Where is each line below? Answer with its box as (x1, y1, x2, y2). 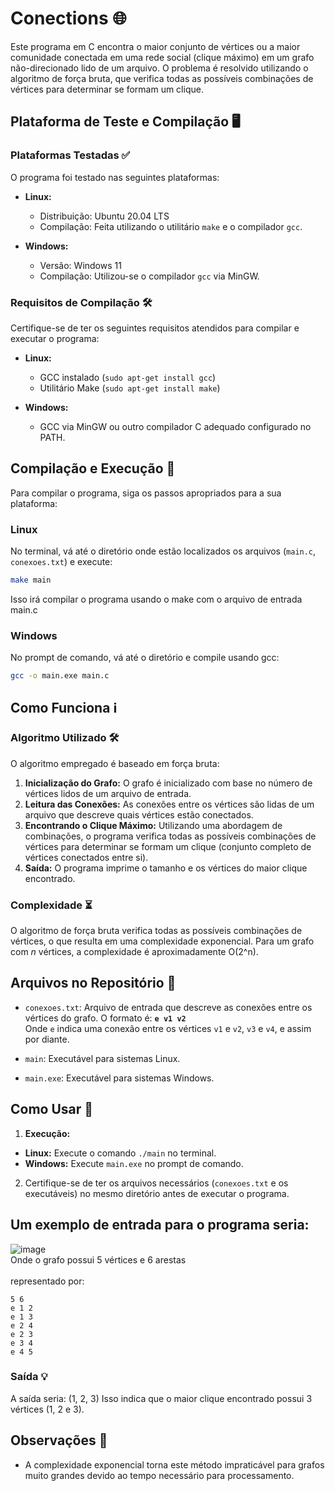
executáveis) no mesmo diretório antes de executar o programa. (24, 1187, 290, 1199)
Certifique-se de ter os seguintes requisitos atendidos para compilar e (10, 322, 300, 334)
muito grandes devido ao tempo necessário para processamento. (24, 1469, 295, 1481)
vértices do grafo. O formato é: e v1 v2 (24, 1012, 187, 1024)
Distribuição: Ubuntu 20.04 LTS (39, 210, 170, 222)
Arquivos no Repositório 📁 (10, 975, 177, 992)
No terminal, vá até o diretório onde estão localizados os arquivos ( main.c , (10, 545, 317, 557)
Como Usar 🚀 (10, 1101, 94, 1118)
